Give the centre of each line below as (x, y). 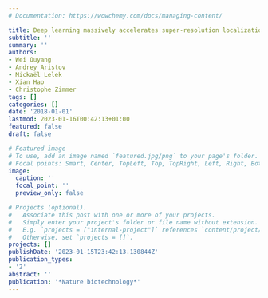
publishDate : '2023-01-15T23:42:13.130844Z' (83, 252)
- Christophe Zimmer (43, 89)
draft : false (30, 134)
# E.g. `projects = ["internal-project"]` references (103, 230)
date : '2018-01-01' (41, 112)
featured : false (35, 127)
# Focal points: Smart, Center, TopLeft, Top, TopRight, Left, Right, (128, 163)
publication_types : (41, 260)
